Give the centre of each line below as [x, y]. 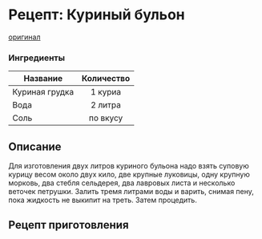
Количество [106, 79]
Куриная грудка [43, 92]
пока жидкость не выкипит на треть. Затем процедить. [103, 200]
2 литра [106, 105]
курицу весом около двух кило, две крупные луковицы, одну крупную [129, 175]
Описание [35, 146]
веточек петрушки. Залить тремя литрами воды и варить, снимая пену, [131, 192]
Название [43, 79]
